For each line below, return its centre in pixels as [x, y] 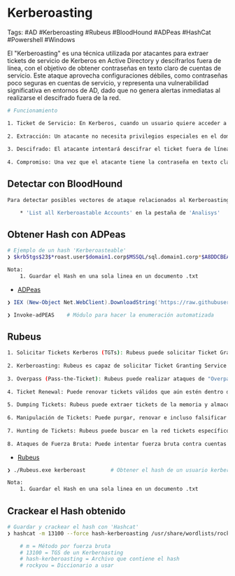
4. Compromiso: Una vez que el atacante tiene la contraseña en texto [112, 162]
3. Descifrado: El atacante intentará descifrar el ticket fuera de [109, 149]
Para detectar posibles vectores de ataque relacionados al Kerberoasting [119, 200]
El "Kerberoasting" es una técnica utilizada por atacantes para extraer [108, 53]
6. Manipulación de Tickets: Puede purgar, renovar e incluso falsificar [117, 418]
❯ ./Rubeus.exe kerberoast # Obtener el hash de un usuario [108, 470]
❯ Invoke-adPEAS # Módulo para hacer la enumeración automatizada [111, 315]
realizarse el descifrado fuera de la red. [64, 98]
